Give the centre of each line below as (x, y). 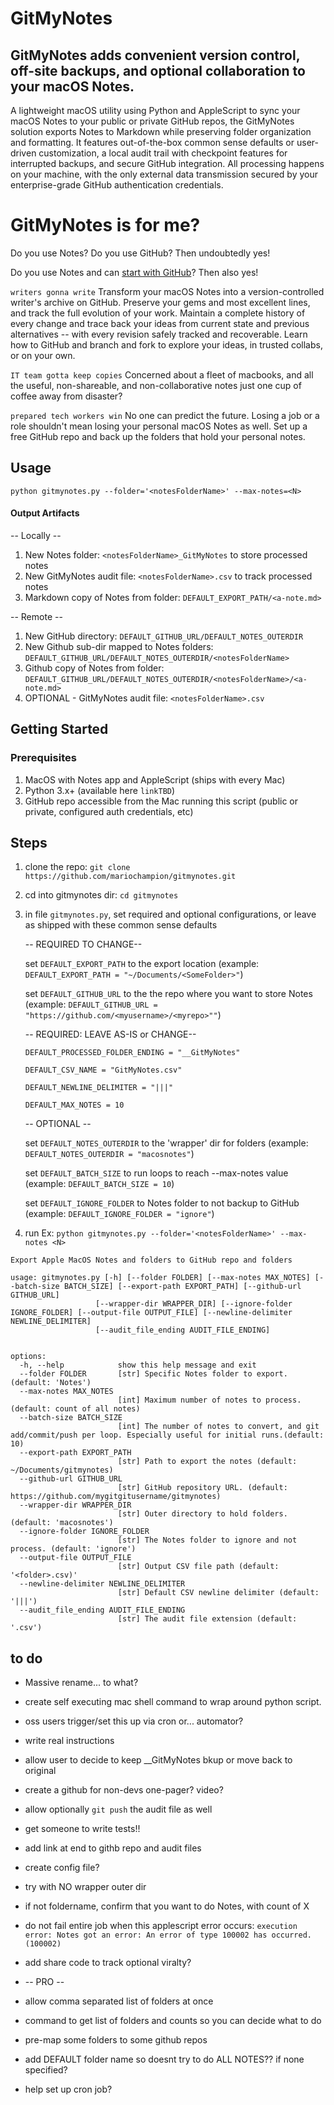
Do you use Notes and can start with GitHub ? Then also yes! (134, 272)
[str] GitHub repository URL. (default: (202, 1488)
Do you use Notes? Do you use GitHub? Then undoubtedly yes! (140, 253)
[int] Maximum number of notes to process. (209, 1400)
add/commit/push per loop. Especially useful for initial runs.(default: (167, 1435)
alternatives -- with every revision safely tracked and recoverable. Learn (159, 334)
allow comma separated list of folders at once (119, 2001)
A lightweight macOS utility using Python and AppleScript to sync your (155, 110)
